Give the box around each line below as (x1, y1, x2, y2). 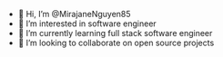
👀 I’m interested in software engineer (17, 18, 157, 29)
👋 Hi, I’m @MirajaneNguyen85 (17, 9, 131, 19)
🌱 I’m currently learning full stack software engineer (17, 28, 213, 38)
